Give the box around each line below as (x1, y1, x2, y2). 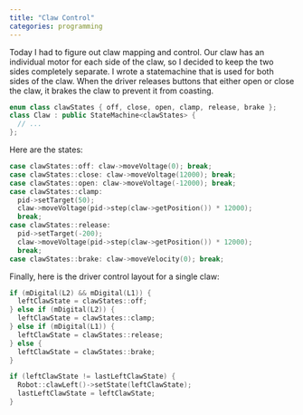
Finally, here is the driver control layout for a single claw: (9, 271, 220, 282)
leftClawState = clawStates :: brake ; (17, 347, 156, 356)
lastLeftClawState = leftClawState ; (17, 389, 156, 399)
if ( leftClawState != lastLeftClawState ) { (9, 372, 176, 381)
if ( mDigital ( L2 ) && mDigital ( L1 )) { (9, 288, 152, 297)
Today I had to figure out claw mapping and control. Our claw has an (9, 46, 265, 57)
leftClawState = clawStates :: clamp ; (17, 314, 156, 323)
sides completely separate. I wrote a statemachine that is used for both (9, 65, 274, 77)
